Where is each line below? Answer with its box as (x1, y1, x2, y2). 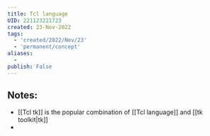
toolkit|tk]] (17, 115, 48, 124)
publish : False (7, 63, 52, 70)
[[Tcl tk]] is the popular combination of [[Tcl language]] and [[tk (17, 108, 204, 117)
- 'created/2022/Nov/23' (13, 37, 87, 44)
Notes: (7, 89, 38, 101)
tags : (7, 30, 23, 38)
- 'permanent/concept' (13, 43, 81, 50)
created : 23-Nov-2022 (7, 23, 72, 30)
